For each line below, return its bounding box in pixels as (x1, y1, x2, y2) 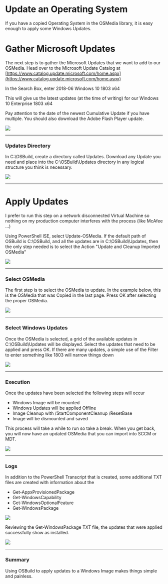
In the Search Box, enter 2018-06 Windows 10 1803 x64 (5, 85, 120, 91)
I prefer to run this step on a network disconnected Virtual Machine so (5, 212, 150, 219)
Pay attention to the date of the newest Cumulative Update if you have (5, 110, 150, 116)
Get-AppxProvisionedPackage (12, 489, 75, 495)
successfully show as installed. (5, 530, 69, 536)
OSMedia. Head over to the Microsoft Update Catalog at (5, 65, 120, 71)
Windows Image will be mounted (12, 400, 80, 405)
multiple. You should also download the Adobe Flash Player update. (5, 115, 144, 122)
